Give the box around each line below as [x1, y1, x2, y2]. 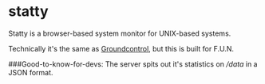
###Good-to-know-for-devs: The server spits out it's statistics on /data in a [8, 59, 258, 69]
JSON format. [8, 67, 53, 77]
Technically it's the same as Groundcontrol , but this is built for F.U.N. [8, 44, 234, 53]
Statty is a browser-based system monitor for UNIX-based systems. [8, 29, 231, 38]
